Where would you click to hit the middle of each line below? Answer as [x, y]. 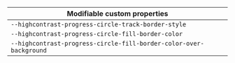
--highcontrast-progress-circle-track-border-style [99, 25]
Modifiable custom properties [117, 13]
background [29, 50]
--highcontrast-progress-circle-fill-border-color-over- [107, 43]
